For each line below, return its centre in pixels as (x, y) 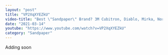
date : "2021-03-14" (25, 24)
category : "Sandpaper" (29, 33)
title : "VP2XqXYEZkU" (28, 14)
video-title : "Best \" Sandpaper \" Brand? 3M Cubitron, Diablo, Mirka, (80, 19)
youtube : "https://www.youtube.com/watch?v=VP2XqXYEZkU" (66, 28)
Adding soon (18, 47)
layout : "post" (21, 10)
